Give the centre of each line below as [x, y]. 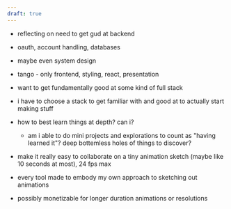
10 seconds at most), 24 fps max [64, 164]
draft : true [24, 14]
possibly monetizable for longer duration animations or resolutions [112, 198]
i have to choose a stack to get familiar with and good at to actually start [121, 101]
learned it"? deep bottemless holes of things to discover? [110, 143]
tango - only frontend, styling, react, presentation [88, 74]
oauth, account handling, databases [69, 47]
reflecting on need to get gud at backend [76, 33]
